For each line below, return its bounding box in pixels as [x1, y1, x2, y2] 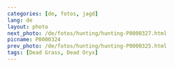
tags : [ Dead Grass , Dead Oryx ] [7, 50, 99, 57]
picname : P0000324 [7, 36, 61, 43]
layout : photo [7, 23, 49, 30]
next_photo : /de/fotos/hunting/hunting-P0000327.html [7, 29, 168, 37]
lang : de [7, 17, 33, 24]
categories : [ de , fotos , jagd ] [7, 10, 99, 17]
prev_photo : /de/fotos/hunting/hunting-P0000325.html [7, 43, 168, 50]
